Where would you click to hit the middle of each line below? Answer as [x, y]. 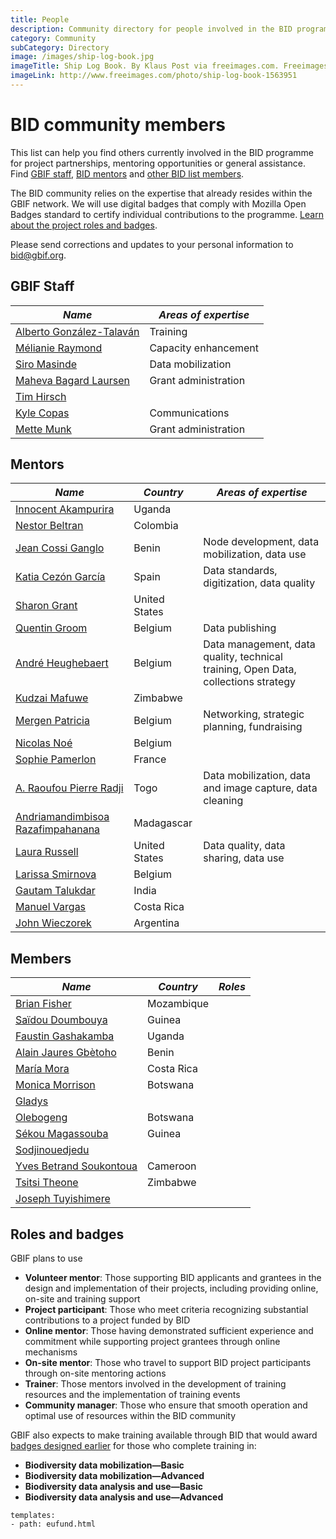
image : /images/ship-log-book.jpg [82, 57]
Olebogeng [41, 1118]
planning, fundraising [253, 727]
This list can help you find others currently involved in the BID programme [162, 152]
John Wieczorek [53, 923]
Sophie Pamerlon [56, 759]
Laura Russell [47, 852]
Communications [189, 413]
